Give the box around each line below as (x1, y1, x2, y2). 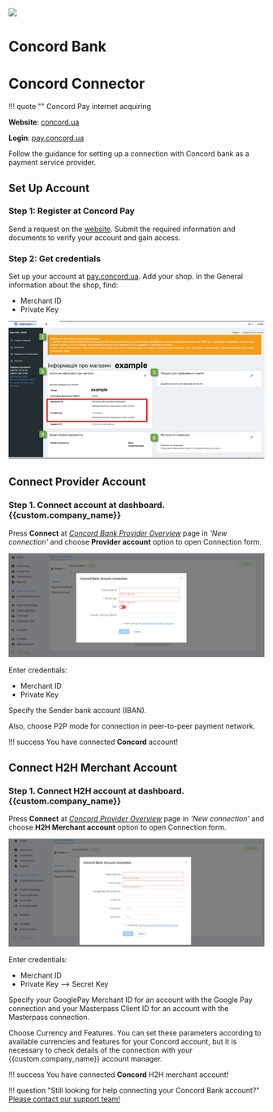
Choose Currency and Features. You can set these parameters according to (8, 1027, 262, 1037)
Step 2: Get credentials (8, 252, 102, 264)
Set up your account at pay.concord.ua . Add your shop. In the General (8, 272, 244, 282)
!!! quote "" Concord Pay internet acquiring (8, 102, 152, 112)
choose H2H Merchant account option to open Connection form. (8, 822, 227, 833)
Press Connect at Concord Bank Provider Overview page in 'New (8, 528, 227, 538)
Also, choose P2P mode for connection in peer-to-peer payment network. (8, 721, 256, 731)
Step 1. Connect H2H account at (8, 785, 136, 796)
